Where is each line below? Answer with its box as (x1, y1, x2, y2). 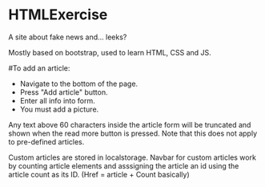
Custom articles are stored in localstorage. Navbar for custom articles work (8, 152, 256, 162)
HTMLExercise (8, 6, 108, 24)
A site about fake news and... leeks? (8, 32, 127, 42)
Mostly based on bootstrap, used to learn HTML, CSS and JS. (8, 47, 212, 57)
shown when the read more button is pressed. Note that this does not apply (8, 128, 258, 138)
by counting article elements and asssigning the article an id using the (8, 161, 239, 170)
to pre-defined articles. (8, 136, 85, 146)
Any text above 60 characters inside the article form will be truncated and (8, 120, 251, 129)
